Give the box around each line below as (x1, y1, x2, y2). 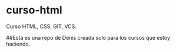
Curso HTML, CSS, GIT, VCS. (6, 23, 77, 30)
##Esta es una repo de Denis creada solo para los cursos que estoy (6, 34, 171, 41)
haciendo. (6, 40, 31, 47)
